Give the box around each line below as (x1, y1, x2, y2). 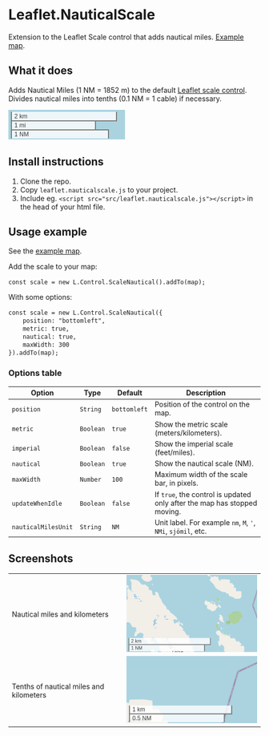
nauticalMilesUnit (11, 524, 74, 532)
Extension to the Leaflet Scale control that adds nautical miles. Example (8, 32, 244, 42)
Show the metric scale (155, 419, 228, 429)
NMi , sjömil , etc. (155, 526, 207, 536)
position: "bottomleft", (22, 317, 106, 326)
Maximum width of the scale (155, 470, 248, 479)
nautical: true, (22, 333, 78, 342)
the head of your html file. (19, 202, 106, 212)
